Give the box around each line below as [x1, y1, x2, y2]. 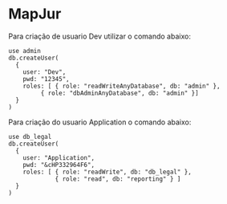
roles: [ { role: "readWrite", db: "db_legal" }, [22, 168, 193, 176]
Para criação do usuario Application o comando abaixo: [8, 117, 192, 127]
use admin [8, 47, 42, 55]
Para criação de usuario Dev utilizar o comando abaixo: [8, 31, 191, 41]
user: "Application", [22, 153, 95, 161]
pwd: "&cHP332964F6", [22, 161, 95, 169]
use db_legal [8, 133, 52, 141]
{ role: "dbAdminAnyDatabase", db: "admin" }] [40, 89, 199, 97]
